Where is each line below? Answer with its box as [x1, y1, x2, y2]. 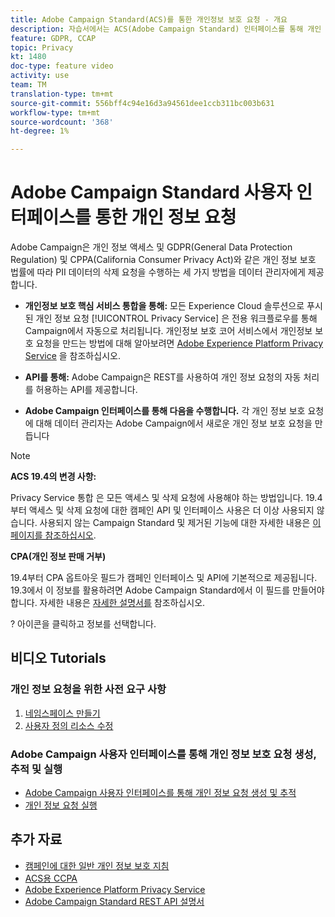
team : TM [10, 80, 47, 90]
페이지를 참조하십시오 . [10, 529, 97, 541]
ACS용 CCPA [24, 872, 78, 884]
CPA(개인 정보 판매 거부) [10, 551, 107, 563]
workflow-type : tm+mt [10, 107, 101, 118]
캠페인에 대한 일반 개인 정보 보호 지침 [24, 859, 170, 871]
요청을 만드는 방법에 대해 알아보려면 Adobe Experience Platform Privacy [35, 337, 324, 350]
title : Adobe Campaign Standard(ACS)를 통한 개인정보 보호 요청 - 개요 [10, 14, 288, 25]
